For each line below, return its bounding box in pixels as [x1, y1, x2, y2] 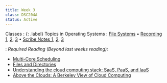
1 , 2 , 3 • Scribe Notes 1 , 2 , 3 [5, 36, 64, 42]
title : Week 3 [5, 7, 36, 13]
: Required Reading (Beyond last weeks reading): [5, 46, 108, 52]
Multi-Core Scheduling [12, 56, 61, 62]
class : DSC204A [5, 12, 38, 17]
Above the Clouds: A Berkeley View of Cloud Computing [12, 72, 131, 78]
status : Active [5, 17, 38, 22]
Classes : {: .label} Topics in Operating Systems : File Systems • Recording [5, 31, 162, 37]
